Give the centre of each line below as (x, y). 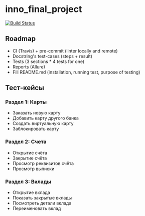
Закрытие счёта (30, 158)
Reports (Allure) (29, 66)
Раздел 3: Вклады (28, 181)
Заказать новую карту (36, 113)
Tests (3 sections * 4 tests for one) (48, 61)
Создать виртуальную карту (43, 123)
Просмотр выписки (33, 168)
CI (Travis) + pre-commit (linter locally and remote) (65, 50)
